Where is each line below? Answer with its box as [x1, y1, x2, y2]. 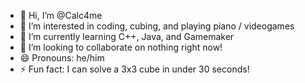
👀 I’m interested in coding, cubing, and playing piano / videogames [19, 20, 295, 32]
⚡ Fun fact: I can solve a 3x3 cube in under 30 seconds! [19, 63, 250, 75]
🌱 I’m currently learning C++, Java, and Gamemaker [19, 31, 235, 42]
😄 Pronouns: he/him [19, 52, 105, 64]
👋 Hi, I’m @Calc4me [19, 10, 103, 21]
